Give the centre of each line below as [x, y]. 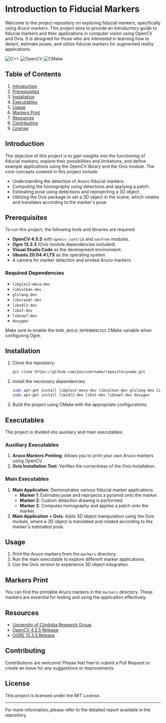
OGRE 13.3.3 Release [34, 635]
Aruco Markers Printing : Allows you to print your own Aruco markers [83, 456]
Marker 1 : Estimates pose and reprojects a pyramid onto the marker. [89, 495]
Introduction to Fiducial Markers [72, 9]
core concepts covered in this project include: [52, 171]
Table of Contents [33, 74]
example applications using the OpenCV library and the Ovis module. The [80, 166]
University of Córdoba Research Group [52, 625]
